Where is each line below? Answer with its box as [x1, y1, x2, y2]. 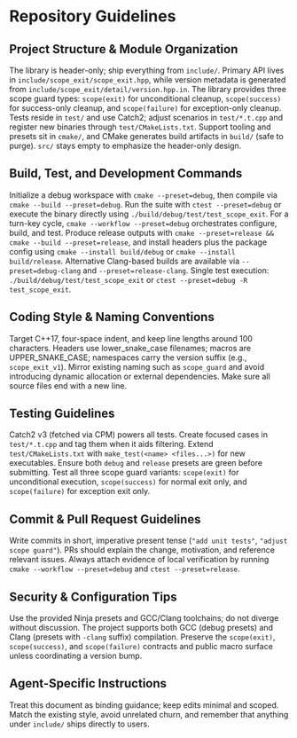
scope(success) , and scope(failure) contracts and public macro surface [9, 641, 273, 652]
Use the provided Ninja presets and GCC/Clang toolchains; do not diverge [9, 613, 279, 624]
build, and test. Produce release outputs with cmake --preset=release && [9, 227, 275, 238]
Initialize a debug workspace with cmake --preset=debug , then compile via [9, 189, 277, 200]
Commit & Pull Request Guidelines [9, 512, 201, 527]
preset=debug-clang [9, 266, 82, 276]
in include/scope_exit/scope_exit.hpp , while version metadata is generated [9, 75, 286, 85]
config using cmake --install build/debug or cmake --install [9, 246, 236, 256]
